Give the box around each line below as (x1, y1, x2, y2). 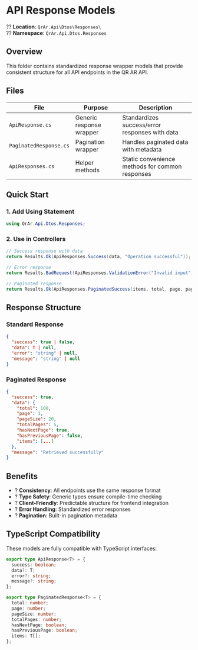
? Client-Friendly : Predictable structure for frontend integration (14, 500, 169, 507)
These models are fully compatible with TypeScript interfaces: (6, 545, 157, 552)
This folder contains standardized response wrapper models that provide (6, 62, 183, 69)
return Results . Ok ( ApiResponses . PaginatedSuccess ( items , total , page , (6, 286, 183, 292)
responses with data (122, 128, 179, 136)
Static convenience (122, 155, 176, 163)
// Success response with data (6, 248, 83, 255)
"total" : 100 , (16, 405, 51, 411)
